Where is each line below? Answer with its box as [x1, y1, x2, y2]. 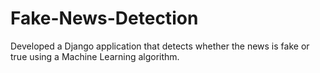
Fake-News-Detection [10, 7, 199, 30]
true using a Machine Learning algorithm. [10, 50, 180, 62]
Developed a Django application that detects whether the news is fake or [10, 40, 310, 52]
